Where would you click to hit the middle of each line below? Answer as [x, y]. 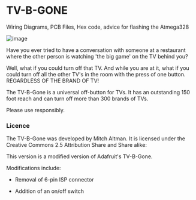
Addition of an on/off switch [49, 191]
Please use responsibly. [35, 110]
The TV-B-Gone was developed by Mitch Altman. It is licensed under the [96, 139]
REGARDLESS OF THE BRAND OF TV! [53, 81]
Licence [18, 125]
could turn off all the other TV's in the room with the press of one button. [96, 74]
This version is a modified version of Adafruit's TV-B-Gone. [79, 156]
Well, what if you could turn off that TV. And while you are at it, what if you [98, 68]
